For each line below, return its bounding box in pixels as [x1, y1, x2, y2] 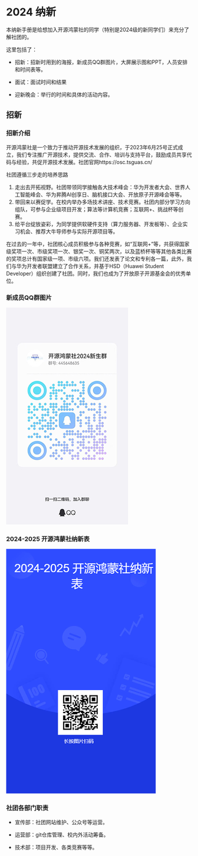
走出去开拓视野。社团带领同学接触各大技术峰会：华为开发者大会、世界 [14, 184, 186, 191]
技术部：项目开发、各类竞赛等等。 [14, 844, 98, 851]
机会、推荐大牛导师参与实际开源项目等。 [19, 228, 118, 235]
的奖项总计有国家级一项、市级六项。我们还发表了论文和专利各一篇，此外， [6, 255, 187, 262]
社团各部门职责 [6, 804, 49, 812]
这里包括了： [6, 45, 37, 53]
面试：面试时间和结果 [14, 78, 67, 86]
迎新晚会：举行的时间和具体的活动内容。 [14, 91, 113, 98]
